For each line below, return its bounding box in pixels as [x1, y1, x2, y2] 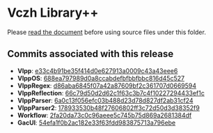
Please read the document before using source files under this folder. [7, 28, 207, 36]
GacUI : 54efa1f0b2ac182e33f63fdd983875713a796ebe [17, 118, 176, 127]
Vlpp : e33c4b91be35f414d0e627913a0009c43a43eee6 [17, 66, 178, 75]
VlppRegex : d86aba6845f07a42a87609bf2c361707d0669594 [17, 81, 197, 90]
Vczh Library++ [7, 5, 99, 21]
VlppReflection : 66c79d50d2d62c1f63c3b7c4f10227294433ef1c [17, 88, 205, 97]
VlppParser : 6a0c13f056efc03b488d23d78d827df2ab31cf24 [17, 96, 194, 104]
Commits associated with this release [7, 48, 174, 60]
